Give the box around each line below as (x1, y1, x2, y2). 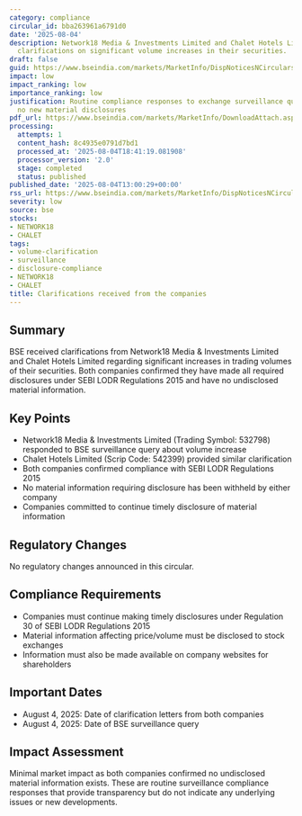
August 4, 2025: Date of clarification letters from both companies (22, 708, 264, 720)
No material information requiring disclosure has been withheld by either (22, 482, 290, 493)
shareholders (22, 659, 72, 669)
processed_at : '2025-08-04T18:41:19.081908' (17, 147, 187, 156)
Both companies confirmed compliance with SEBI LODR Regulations (22, 463, 274, 474)
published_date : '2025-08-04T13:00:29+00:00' (9, 181, 182, 190)
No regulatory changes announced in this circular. (9, 560, 195, 571)
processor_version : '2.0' (17, 155, 115, 165)
